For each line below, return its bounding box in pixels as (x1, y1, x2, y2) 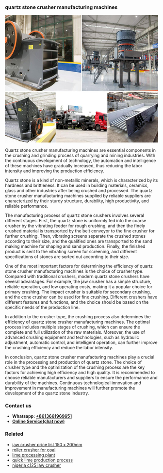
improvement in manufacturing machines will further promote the (5, 385, 135, 391)
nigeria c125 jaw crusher (12, 462, 62, 468)
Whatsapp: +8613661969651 (12, 413, 72, 419)
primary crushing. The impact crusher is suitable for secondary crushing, (5, 289, 151, 294)
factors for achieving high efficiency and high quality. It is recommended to (5, 369, 155, 375)
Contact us (5, 402, 32, 409)
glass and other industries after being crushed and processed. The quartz (5, 187, 153, 193)
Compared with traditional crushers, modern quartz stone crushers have (5, 273, 150, 279)
